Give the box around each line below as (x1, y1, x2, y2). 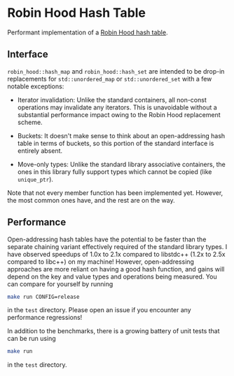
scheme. (17, 118, 43, 126)
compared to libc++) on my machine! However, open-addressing (7, 257, 195, 266)
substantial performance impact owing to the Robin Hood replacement (17, 110, 221, 119)
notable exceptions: (7, 82, 64, 90)
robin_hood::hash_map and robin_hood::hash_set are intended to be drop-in (7, 67, 225, 75)
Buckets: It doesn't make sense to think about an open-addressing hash (17, 131, 226, 140)
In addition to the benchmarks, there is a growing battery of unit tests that (7, 327, 220, 335)
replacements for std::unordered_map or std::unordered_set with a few (7, 74, 212, 83)
